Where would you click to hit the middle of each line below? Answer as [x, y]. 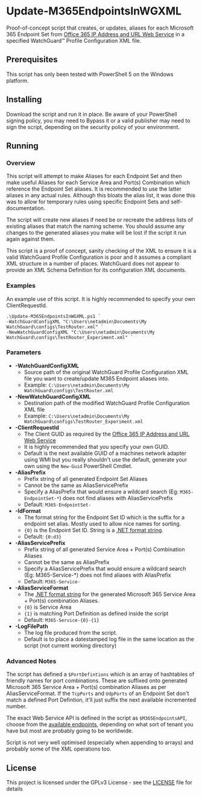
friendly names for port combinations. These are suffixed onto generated [97, 681]
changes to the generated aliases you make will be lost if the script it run [96, 233]
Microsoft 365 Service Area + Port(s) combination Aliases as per [87, 687]
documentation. [26, 208]
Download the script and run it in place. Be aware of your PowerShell [92, 114]
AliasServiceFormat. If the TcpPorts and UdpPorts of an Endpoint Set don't [98, 694]
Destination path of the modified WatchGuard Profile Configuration [107, 403]
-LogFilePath [31, 626]
